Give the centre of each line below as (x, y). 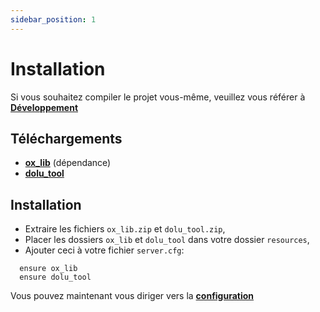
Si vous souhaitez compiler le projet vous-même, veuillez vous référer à (158, 97)
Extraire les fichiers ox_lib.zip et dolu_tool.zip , (125, 229)
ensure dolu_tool (55, 277)
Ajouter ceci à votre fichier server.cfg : (104, 250)
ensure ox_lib (48, 269)
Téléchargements (66, 138)
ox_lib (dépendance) (68, 163)
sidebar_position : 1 (53, 19)
